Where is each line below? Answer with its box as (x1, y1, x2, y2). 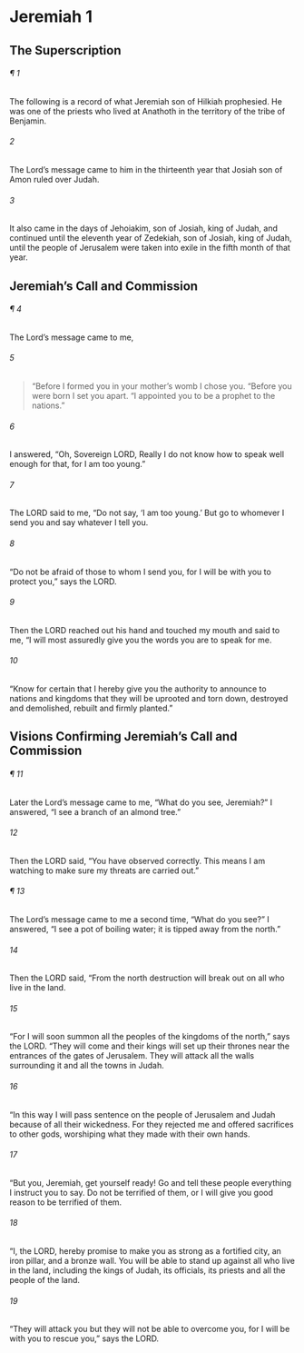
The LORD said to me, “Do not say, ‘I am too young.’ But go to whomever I (9, 507, 285, 519)
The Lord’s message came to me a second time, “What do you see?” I (9, 914, 270, 924)
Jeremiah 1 (9, 6, 93, 27)
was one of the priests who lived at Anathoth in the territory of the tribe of (9, 105, 286, 116)
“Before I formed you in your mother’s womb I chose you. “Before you (31, 380, 292, 392)
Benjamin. (9, 115, 47, 126)
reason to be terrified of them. (9, 1197, 123, 1208)
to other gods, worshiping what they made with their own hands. (9, 1129, 250, 1139)
